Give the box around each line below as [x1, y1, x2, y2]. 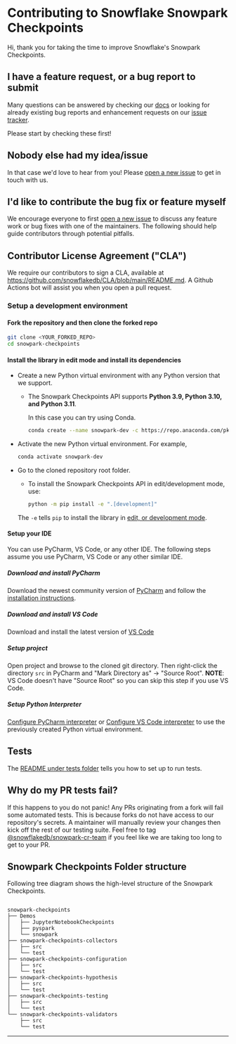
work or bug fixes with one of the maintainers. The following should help [7, 222, 217, 230]
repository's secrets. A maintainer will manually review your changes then [7, 818, 221, 826]
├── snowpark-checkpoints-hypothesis [7, 974, 118, 981]
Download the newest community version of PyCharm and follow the [7, 587, 206, 595]
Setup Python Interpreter [7, 700, 82, 708]
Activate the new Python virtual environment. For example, [17, 440, 188, 448]
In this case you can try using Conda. [27, 413, 136, 422]
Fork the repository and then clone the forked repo [7, 318, 158, 327]
